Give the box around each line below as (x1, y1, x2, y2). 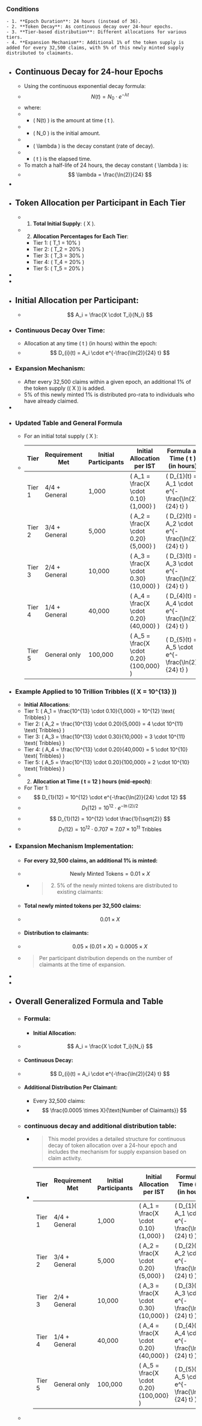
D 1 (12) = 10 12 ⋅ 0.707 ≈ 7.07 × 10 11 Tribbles (58, 825, 162, 834)
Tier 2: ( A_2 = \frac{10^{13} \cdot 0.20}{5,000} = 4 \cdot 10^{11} (23, 720, 183, 727)
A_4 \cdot (165, 599, 194, 608)
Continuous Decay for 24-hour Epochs (14, 66, 164, 77)
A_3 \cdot (165, 559, 194, 568)
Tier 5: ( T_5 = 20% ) (32, 265, 84, 272)
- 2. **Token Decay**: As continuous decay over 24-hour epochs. (6, 24, 173, 30)
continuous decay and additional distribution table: (23, 1122, 177, 1130)
